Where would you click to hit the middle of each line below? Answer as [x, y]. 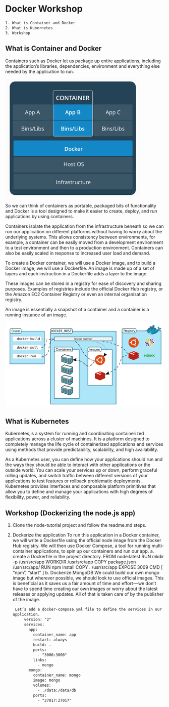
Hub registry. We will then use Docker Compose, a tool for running [81, 546]
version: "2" [38, 620]
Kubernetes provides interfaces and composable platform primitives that [80, 486]
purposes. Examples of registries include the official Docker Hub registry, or [84, 288]
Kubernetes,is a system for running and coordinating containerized [75, 434]
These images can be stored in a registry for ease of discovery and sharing [83, 283]
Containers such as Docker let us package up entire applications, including [83, 61]
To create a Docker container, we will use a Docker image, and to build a [80, 263]
